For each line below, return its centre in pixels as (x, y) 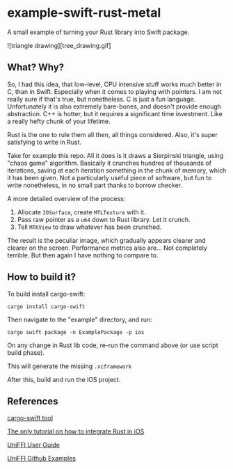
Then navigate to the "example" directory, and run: (80, 319)
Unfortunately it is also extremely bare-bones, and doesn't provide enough (114, 106)
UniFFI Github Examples (42, 459)
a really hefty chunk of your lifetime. (59, 121)
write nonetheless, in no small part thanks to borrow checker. (95, 185)
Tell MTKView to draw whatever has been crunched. (89, 227)
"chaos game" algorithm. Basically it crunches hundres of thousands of (110, 163)
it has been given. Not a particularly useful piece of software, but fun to (110, 177)
